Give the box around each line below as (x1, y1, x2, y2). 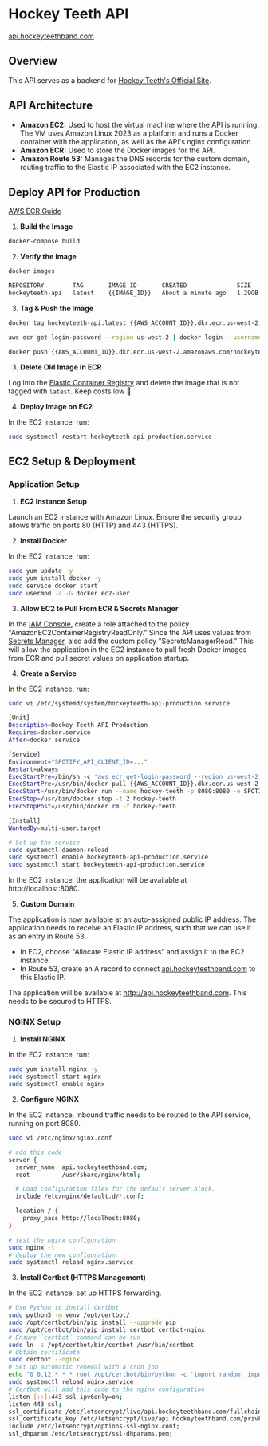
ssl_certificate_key (8, 1415, 77, 1423)
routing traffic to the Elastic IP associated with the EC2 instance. (19, 162, 231, 172)
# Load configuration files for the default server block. (15, 1185, 216, 1193)
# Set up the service (8, 839, 81, 847)
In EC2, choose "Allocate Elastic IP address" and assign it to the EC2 (19, 947, 245, 957)
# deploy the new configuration (8, 1250, 116, 1259)
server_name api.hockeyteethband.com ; (15, 1163, 148, 1171)
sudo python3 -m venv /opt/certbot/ (8, 1311, 130, 1319)
